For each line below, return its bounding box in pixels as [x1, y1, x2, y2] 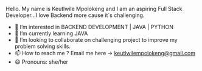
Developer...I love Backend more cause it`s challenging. [5, 12, 145, 19]
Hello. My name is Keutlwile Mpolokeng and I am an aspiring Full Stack [5, 5, 183, 12]
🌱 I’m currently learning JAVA [14, 30, 88, 37]
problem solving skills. [14, 42, 71, 50]
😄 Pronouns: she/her [14, 58, 68, 66]
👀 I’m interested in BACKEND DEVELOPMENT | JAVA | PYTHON [14, 24, 174, 30]
